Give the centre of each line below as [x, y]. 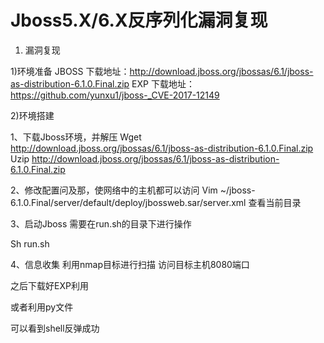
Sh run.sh [30, 243]
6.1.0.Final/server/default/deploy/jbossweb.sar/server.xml [128, 202]
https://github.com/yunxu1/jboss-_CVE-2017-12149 [115, 95]
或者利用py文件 [42, 307]
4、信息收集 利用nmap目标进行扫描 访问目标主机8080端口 [130, 264]
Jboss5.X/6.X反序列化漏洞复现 [139, 20]
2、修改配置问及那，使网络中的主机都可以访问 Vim [114, 190]
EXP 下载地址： [163, 83]
